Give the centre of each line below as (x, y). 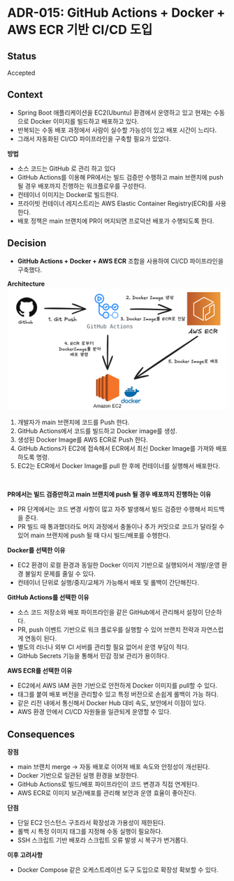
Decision (27, 243)
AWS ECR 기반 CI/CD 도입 (80, 30)
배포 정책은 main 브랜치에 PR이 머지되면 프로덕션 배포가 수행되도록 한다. (116, 221)
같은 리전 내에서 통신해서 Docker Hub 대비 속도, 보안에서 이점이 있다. (111, 703)
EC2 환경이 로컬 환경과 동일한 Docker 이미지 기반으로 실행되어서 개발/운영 (118, 565)
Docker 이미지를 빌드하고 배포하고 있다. (85, 121)
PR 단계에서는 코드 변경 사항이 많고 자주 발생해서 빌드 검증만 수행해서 (111, 509)
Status (22, 56)
